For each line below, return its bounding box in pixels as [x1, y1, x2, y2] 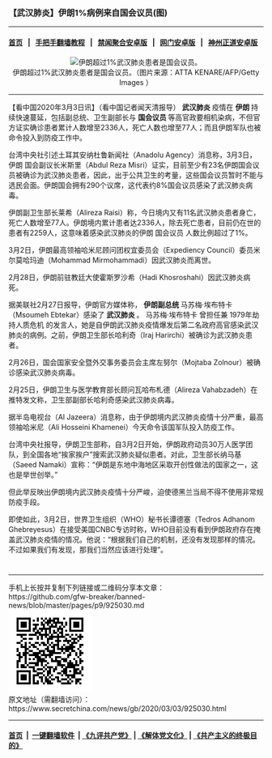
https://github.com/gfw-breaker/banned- [8, 591, 146, 601]
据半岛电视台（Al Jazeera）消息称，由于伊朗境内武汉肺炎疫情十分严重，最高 [8, 411, 264, 422]
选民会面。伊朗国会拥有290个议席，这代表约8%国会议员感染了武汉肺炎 [8, 180, 246, 189]
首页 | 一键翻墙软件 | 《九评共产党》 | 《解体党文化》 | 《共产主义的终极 [8, 730, 251, 740]
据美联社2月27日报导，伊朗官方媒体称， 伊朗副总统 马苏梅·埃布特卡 [8, 300, 233, 309]
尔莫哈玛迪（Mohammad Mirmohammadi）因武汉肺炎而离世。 [8, 255, 216, 265]
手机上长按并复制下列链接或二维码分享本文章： [8, 582, 164, 592]
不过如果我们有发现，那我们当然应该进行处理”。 [8, 544, 168, 554]
